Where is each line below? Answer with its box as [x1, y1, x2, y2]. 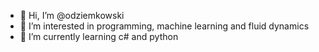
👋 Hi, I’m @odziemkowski [19, 10, 125, 21]
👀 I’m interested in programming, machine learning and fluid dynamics [19, 20, 310, 32]
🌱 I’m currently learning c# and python [19, 31, 179, 42]
